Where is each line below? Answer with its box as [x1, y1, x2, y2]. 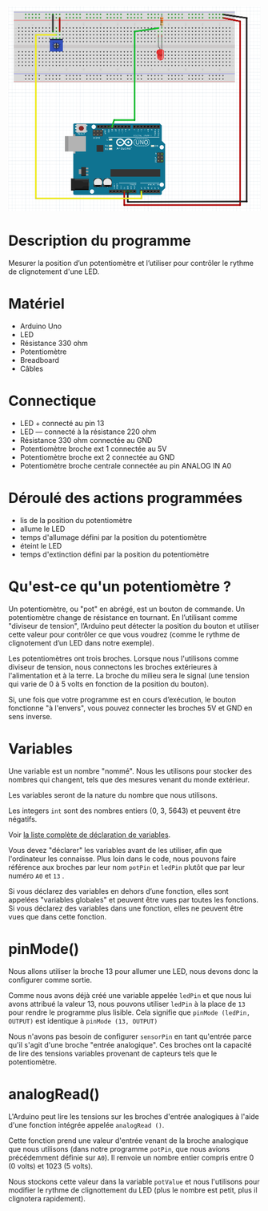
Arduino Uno [19, 321, 62, 331]
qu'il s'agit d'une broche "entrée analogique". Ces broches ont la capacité [8, 1040, 252, 1049]
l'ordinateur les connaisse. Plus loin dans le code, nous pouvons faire [8, 854, 237, 863]
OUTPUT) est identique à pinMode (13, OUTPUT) [8, 1016, 158, 1025]
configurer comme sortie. [8, 975, 92, 984]
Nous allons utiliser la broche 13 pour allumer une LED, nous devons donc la [8, 966, 258, 976]
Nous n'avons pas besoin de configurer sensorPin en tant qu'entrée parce [8, 1032, 252, 1041]
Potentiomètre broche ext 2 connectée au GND [19, 453, 175, 462]
